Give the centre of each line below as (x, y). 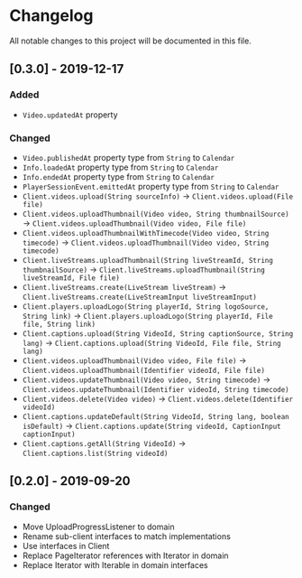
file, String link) (59, 324)
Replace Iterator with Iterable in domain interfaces (115, 564)
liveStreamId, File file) (71, 278)
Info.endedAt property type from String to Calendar (118, 176)
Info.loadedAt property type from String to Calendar (120, 167)
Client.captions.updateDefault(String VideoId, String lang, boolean (156, 416)
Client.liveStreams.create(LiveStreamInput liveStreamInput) (140, 297)
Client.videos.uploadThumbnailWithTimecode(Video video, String (146, 233)
